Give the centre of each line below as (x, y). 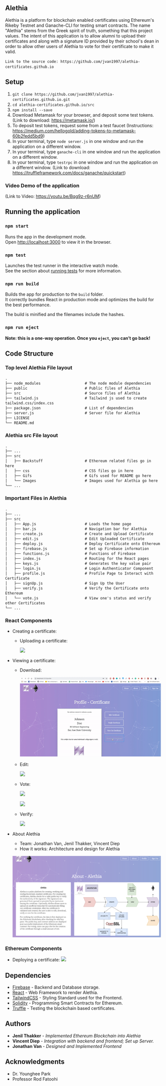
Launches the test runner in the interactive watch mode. (62, 265)
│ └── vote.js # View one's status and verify (78, 598)
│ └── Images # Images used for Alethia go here (82, 481)
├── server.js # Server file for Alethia (73, 413)
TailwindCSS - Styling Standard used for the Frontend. (67, 997)
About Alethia (26, 834)
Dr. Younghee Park (31, 1074)
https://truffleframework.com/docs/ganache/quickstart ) (69, 173)
